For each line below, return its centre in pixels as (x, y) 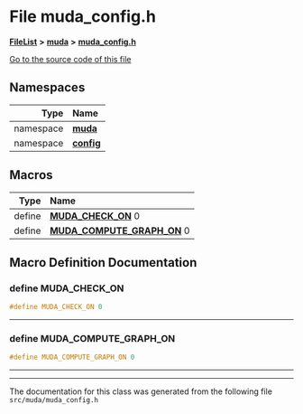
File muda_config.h (83, 17)
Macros (31, 175)
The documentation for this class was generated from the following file (141, 391)
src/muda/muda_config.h (54, 400)
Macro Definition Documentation (103, 263)
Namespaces (47, 88)
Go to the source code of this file (70, 59)
